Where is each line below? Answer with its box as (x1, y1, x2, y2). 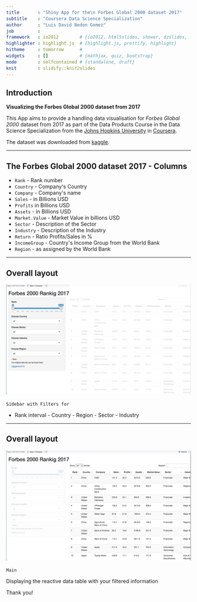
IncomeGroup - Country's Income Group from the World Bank (14, 239, 160, 246)
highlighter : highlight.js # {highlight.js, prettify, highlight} (6, 41, 177, 46)
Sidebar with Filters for (6, 401, 69, 407)
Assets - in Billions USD (14, 208, 72, 215)
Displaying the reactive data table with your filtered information (6, 577, 158, 584)
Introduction (6, 88, 53, 98)
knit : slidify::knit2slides (6, 65, 96, 71)
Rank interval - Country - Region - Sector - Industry (14, 412, 140, 419)
